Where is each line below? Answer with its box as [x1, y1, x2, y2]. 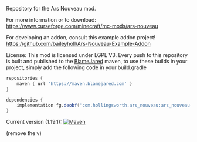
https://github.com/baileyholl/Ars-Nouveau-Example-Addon [6, 40, 151, 47]
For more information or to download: [6, 16, 97, 23]
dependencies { [6, 97, 43, 103]
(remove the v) [6, 130, 42, 137]
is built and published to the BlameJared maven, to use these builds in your [6, 58, 188, 65]
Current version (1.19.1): [6, 119, 62, 126]
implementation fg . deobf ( [16, 102, 80, 108]
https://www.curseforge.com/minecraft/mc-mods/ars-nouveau [6, 23, 158, 29]
